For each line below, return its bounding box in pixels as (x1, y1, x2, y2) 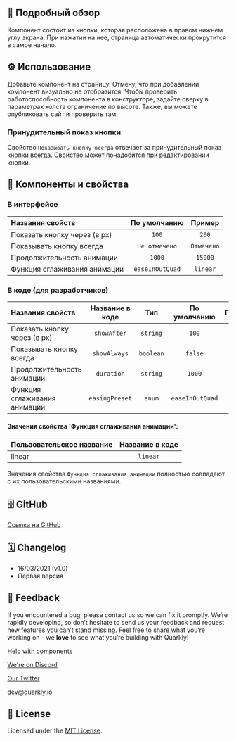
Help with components (7, 647, 73, 655)
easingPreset (88, 394, 132, 402)
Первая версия (17, 571, 64, 580)
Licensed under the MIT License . (7, 726, 103, 735)
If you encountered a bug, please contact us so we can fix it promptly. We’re (7, 610, 228, 619)
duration (96, 369, 125, 377)
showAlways (92, 349, 129, 357)
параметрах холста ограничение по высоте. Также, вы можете (7, 102, 198, 110)
